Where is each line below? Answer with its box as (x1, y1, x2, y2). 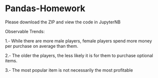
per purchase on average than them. (5, 43, 79, 49)
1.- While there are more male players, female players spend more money (5, 38, 152, 44)
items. (5, 58, 18, 63)
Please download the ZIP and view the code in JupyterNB (5, 19, 121, 25)
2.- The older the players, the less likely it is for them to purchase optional (5, 52, 154, 58)
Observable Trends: (5, 28, 45, 34)
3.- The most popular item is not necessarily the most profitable (5, 67, 133, 73)
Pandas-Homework (5, 3, 85, 14)
